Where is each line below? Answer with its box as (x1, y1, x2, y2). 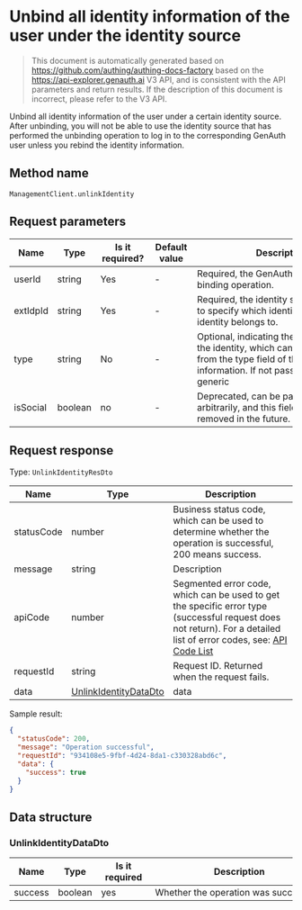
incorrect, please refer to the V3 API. (31, 93, 168, 104)
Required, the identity (197, 293, 288, 305)
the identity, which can (197, 341, 294, 354)
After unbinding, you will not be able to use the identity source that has (9, 120, 271, 131)
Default (155, 240, 188, 253)
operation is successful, (173, 537, 274, 550)
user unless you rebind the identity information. (9, 140, 185, 150)
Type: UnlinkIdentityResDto (9, 466, 113, 478)
